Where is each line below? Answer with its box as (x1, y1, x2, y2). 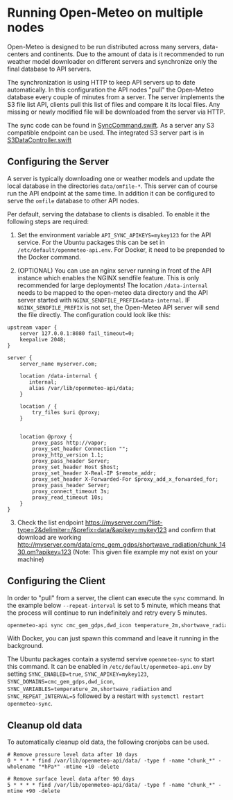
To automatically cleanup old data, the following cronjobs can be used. (7, 738, 209, 747)
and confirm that (168, 525, 216, 534)
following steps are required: (7, 217, 89, 225)
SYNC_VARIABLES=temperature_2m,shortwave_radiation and (7, 685, 172, 693)
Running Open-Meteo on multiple (7, 5, 203, 21)
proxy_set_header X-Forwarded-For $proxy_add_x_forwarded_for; (32, 475, 218, 483)
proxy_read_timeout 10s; (32, 494, 104, 501)
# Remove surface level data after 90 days (7, 776, 135, 783)
